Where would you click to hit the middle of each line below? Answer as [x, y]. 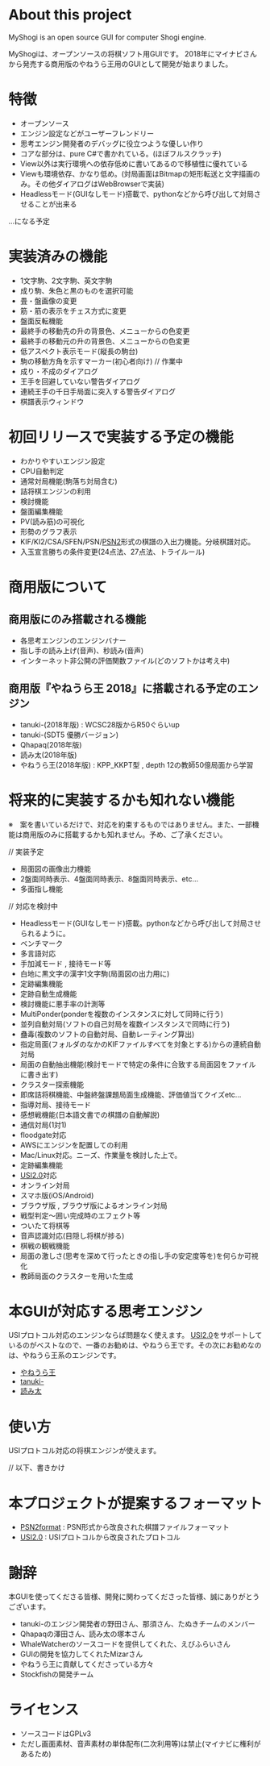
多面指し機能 [41, 889]
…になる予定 [29, 221]
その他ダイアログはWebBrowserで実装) [100, 184]
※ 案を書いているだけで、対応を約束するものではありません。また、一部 [130, 824]
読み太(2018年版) [48, 755]
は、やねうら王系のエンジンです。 [64, 1356]
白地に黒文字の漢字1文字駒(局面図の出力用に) [95, 973]
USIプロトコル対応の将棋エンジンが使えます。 [85, 1451]
